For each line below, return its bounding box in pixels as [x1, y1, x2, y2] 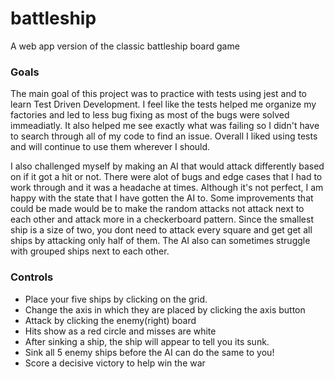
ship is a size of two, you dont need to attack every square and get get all [10, 224, 313, 236]
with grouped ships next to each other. [10, 245, 170, 257]
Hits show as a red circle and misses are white [24, 325, 217, 337]
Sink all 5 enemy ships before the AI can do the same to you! [24, 346, 275, 358]
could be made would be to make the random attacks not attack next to [10, 203, 305, 215]
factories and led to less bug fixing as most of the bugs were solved [10, 109, 290, 121]
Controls [10, 270, 54, 284]
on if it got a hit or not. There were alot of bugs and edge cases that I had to [10, 171, 323, 183]
